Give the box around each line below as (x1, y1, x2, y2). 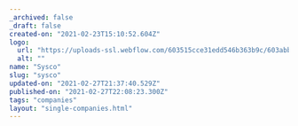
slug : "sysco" (9, 71, 62, 80)
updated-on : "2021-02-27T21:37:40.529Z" (9, 79, 161, 88)
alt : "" (17, 54, 46, 63)
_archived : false (9, 12, 74, 22)
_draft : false (9, 21, 62, 30)
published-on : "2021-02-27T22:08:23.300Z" (9, 87, 169, 96)
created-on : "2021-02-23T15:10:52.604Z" (9, 29, 161, 38)
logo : (9, 37, 29, 47)
